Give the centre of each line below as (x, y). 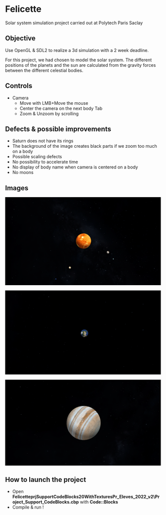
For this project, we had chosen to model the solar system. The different (79, 60)
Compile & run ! (28, 507)
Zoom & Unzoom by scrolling (49, 113)
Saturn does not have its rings (43, 141)
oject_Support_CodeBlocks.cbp (45, 502)
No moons (23, 172)
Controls (19, 86)
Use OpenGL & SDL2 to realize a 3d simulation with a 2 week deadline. (77, 50)
